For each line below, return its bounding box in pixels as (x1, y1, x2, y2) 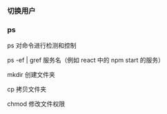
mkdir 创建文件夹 (7, 71, 55, 79)
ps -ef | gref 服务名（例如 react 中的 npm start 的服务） (7, 56, 164, 65)
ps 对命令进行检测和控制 (7, 41, 77, 49)
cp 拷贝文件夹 (7, 85, 47, 93)
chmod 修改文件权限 (7, 100, 66, 108)
